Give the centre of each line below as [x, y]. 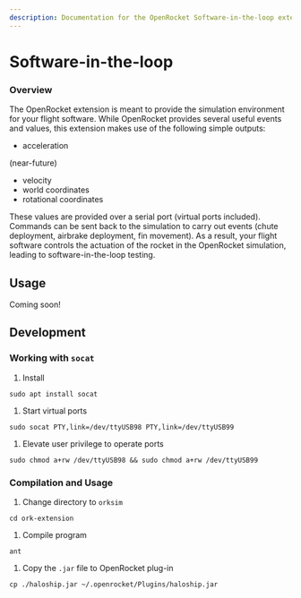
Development [48, 333]
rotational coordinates [63, 200]
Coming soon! [35, 304]
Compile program [55, 534]
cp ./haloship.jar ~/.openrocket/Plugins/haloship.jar [114, 584]
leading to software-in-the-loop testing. [82, 255]
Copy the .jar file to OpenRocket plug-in [98, 568]
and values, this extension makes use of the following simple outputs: [138, 128]
